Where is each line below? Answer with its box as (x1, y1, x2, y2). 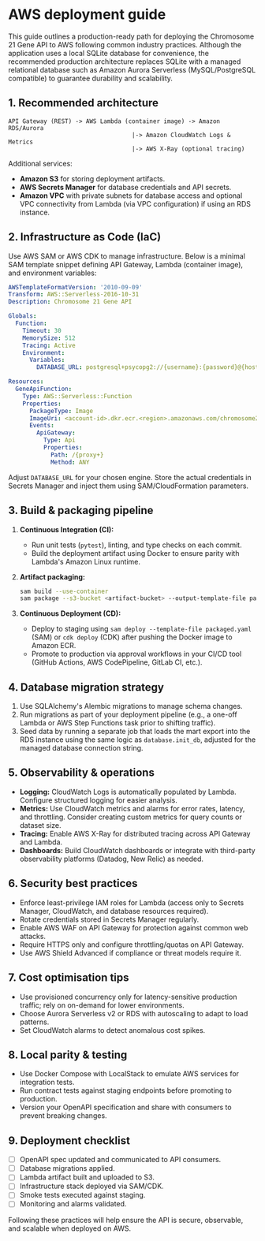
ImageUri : (28, 414, 62, 423)
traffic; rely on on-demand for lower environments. (19, 1000, 185, 1010)
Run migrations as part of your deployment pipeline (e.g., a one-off (19, 710, 238, 719)
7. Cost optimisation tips (8, 971, 129, 985)
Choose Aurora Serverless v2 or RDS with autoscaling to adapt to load (19, 1008, 248, 1018)
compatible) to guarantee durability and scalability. (8, 73, 174, 83)
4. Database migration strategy (8, 680, 164, 694)
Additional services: (8, 158, 73, 168)
